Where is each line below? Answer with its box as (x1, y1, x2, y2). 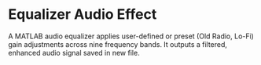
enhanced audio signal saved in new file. (8, 48, 140, 57)
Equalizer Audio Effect (8, 5, 157, 23)
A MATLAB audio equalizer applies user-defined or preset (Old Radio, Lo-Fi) (8, 31, 254, 41)
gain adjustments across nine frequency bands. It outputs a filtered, (8, 39, 228, 49)
